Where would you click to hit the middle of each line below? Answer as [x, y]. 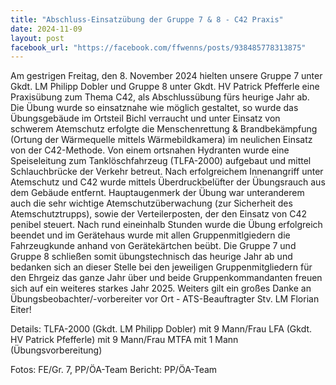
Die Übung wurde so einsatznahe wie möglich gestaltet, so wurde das [154, 108]
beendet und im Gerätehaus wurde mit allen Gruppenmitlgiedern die [150, 235]
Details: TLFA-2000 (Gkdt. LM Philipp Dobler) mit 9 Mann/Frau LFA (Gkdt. [161, 329]
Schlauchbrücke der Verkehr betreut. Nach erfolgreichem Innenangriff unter [167, 172]
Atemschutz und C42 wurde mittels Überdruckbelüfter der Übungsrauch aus [168, 182]
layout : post [37, 38]
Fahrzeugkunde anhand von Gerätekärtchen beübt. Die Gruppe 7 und [153, 246]
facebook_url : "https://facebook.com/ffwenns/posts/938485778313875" [158, 47]
